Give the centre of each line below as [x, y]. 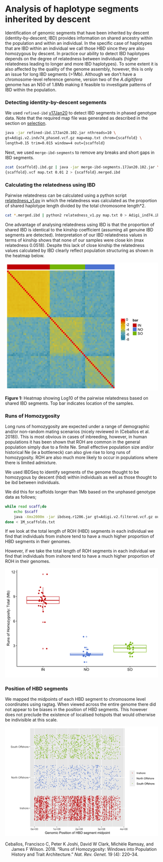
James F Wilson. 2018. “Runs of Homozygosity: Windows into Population [84, 849]
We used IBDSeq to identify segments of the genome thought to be [72, 472]
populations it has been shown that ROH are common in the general [73, 442]
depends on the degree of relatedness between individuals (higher [72, 58]
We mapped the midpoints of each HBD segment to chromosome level [75, 699]
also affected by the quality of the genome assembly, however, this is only [79, 69]
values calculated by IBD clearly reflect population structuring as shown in [79, 250]
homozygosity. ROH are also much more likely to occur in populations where [81, 457]
